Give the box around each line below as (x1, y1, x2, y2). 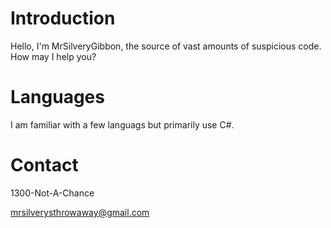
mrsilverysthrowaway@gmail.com (10, 206, 150, 218)
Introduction (10, 7, 116, 30)
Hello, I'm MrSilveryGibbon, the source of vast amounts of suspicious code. (10, 40, 322, 52)
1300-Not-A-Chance (10, 187, 95, 199)
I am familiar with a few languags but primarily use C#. (10, 118, 235, 131)
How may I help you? (10, 50, 97, 62)
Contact (10, 154, 79, 177)
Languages (10, 86, 105, 109)
